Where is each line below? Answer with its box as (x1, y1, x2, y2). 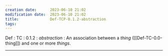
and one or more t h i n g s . (21, 40, 71, 46)
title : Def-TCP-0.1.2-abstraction (5, 16, 106, 21)
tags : (5, 21, 16, 26)
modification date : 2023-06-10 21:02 (5, 12, 86, 17)
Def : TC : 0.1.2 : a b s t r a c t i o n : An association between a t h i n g (5, 35, 131, 41)
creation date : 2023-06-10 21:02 (5, 7, 86, 12)
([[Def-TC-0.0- (131, 35, 162, 41)
